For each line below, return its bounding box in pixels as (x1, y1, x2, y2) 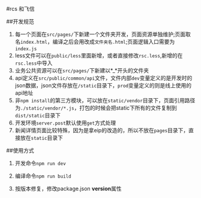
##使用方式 (6, 147, 34, 154)
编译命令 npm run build (14, 172, 71, 179)
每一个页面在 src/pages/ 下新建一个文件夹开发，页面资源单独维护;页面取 (14, 31, 191, 38)
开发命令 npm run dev (14, 160, 66, 166)
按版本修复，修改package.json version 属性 (14, 185, 122, 192)
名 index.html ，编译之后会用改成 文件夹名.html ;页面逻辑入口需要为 (14, 38, 175, 45)
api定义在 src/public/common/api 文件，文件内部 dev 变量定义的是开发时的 (14, 74, 193, 81)
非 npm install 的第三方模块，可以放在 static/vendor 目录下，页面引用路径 (14, 97, 196, 103)
